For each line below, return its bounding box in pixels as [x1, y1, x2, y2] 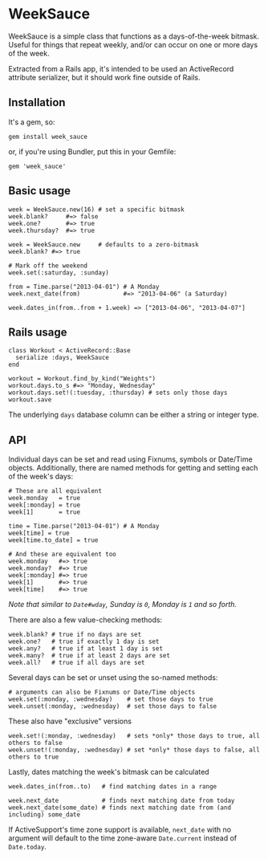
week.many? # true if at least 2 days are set [8, 652, 171, 660]
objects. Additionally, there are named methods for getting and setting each [8, 463, 258, 473]
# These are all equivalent [8, 487, 103, 495]
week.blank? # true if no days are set [8, 631, 142, 639]
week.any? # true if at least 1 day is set [8, 645, 163, 653]
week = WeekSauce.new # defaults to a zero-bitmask [8, 240, 199, 249]
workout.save [8, 396, 52, 404]
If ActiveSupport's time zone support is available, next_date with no [8, 824, 231, 835]
